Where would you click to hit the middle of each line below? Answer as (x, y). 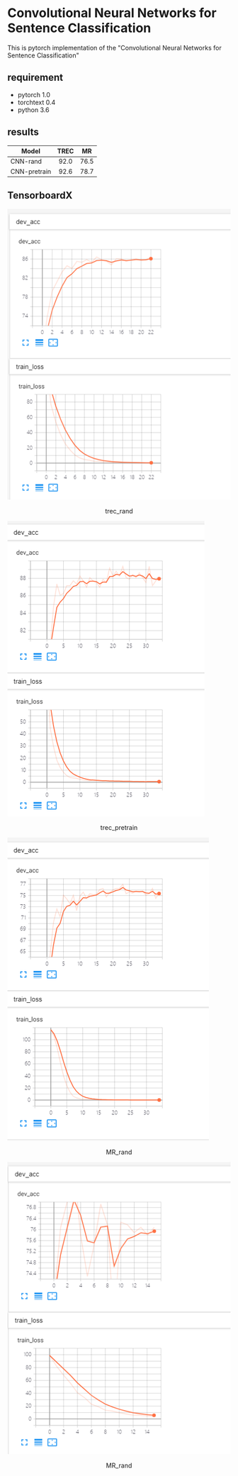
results (23, 132)
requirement (35, 78)
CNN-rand (26, 162)
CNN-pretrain (31, 171)
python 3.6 (33, 110)
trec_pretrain (119, 827)
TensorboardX (40, 195)
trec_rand (119, 511)
